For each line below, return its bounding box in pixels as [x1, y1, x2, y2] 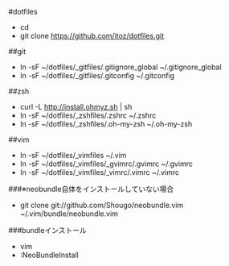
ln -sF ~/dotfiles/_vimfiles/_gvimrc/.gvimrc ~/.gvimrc [19, 159, 193, 168]
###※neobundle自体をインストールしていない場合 [8, 185, 174, 193]
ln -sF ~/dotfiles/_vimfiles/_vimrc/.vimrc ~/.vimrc [19, 168, 180, 177]
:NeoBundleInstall [19, 250, 79, 260]
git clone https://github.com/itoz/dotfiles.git [19, 31, 165, 40]
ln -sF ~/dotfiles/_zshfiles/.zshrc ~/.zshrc [19, 110, 157, 120]
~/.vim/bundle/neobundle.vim [19, 209, 119, 218]
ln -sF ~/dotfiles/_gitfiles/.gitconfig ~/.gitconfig [19, 71, 175, 80]
